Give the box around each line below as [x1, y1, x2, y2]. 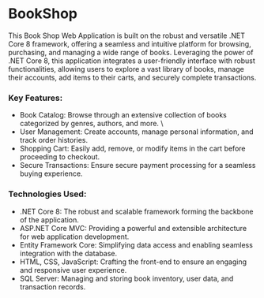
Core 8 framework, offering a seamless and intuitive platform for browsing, [8, 39, 251, 48]
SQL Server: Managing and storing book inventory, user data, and [19, 274, 234, 283]
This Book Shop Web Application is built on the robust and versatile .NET [8, 31, 245, 40]
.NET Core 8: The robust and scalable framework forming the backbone [19, 207, 255, 216]
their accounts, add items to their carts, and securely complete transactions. [8, 73, 257, 82]
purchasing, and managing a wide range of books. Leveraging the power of [8, 47, 254, 57]
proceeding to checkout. [19, 152, 100, 162]
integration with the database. [19, 248, 118, 258]
